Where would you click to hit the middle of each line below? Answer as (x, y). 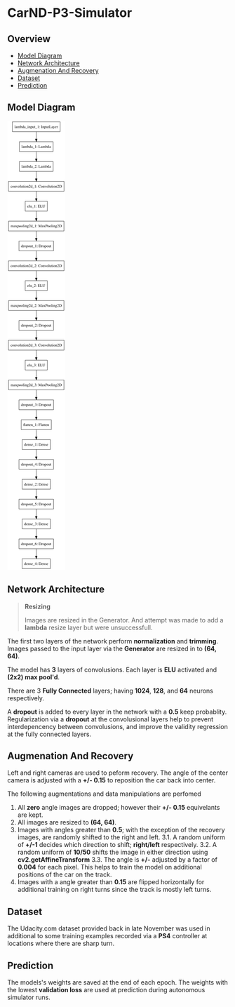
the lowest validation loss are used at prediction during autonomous (106, 990)
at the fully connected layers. (49, 734)
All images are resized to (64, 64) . (67, 822)
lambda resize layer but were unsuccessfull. (88, 627)
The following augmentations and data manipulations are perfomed (104, 794)
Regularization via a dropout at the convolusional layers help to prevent (110, 719)
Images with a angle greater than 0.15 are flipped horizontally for (111, 882)
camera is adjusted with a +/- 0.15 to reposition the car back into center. (112, 780)
